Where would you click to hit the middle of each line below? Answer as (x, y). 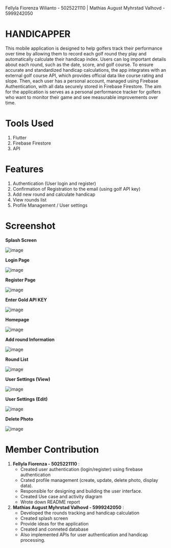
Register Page (20, 280)
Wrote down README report (50, 502)
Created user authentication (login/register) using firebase (81, 469)
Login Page (17, 260)
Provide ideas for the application (54, 523)
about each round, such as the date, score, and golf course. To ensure (79, 65)
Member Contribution (52, 449)
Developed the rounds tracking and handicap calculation (80, 513)
